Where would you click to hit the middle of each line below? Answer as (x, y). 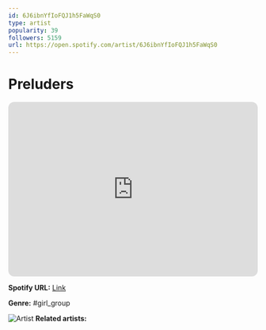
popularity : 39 (33, 30)
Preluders (41, 84)
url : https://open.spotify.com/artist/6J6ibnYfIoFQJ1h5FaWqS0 (113, 45)
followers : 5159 (35, 38)
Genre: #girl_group (39, 303)
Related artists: (61, 319)
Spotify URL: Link (37, 288)
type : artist (30, 23)
